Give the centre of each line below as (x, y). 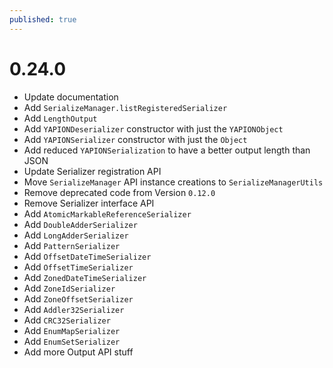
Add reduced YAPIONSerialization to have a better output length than (167, 150)
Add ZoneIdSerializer (69, 288)
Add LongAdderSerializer (76, 235)
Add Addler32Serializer (74, 309)
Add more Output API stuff (78, 352)
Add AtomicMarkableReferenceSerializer (107, 213)
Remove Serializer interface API (89, 203)
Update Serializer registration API (92, 171)
